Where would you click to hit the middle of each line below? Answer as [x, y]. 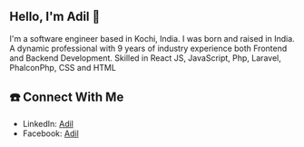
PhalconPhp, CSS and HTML [63, 67]
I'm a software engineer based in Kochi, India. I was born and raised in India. [152, 38]
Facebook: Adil [50, 133]
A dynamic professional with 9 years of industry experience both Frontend [148, 48]
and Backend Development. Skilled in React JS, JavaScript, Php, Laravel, [145, 58]
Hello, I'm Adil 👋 [55, 17]
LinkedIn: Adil [48, 123]
